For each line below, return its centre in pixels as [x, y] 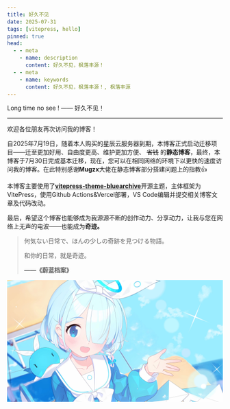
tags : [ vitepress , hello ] [44, 29]
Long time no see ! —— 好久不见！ [56, 108]
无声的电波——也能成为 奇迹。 [61, 226]
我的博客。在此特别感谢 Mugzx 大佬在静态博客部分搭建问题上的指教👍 [110, 170]
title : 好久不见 [28, 14]
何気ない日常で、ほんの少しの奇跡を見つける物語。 [96, 241]
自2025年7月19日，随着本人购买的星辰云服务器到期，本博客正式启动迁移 [109, 143]
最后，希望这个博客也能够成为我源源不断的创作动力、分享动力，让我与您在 [112, 218]
